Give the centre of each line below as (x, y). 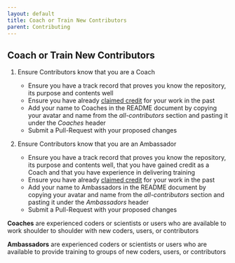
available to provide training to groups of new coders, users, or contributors (117, 252)
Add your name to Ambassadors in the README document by (117, 187)
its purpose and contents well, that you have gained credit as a (119, 165)
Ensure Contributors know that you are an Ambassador (97, 144)
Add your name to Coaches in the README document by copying (122, 108)
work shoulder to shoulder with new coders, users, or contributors (103, 231)
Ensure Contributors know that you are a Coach (86, 72)
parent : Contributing (39, 27)
